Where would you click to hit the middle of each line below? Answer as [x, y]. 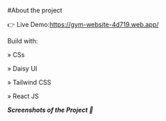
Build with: [23, 41]
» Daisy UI [22, 68]
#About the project [35, 10]
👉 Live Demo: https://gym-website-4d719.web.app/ [83, 25]
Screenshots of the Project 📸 [50, 110]
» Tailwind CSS [29, 82]
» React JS [23, 96]
